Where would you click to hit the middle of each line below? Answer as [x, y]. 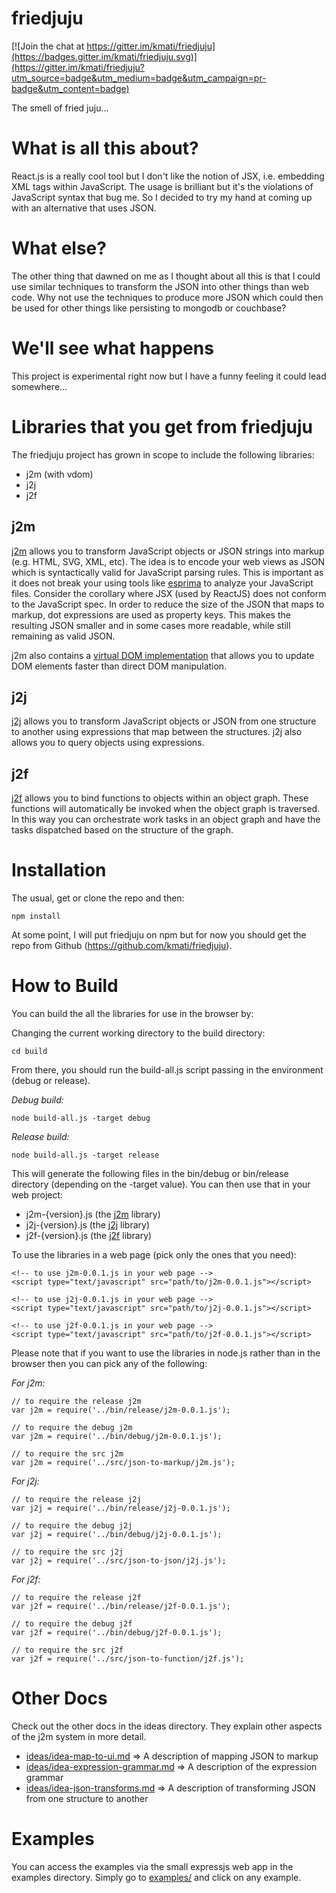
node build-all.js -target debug [81, 1118]
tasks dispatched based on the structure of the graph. [122, 830]
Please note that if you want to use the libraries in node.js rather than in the [166, 1353]
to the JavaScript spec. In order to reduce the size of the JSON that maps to [168, 604]
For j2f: [26, 1579]
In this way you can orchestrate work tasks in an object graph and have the [166, 819]
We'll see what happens [112, 348]
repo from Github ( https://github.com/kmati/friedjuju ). [122, 946]
